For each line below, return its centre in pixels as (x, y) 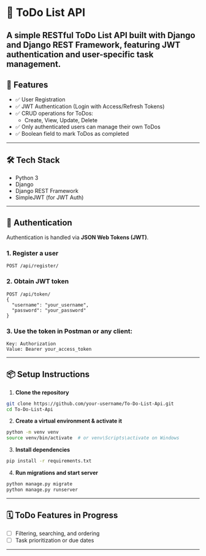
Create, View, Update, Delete (61, 120)
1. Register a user (32, 253)
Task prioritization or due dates (55, 540)
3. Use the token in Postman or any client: (70, 331)
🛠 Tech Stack (33, 160)
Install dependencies (43, 450)
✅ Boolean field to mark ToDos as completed (72, 134)
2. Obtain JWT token (38, 281)
